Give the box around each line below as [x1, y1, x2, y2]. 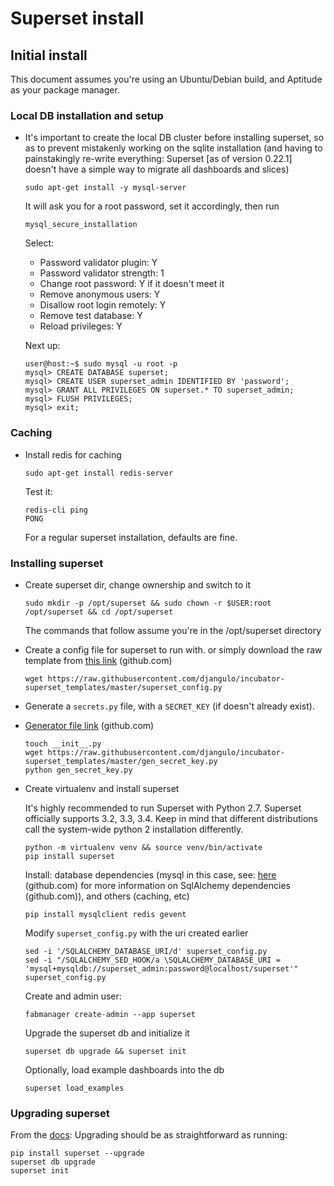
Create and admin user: [24, 990, 122, 1002]
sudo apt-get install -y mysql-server [24, 183, 187, 193]
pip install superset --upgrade [10, 1148, 145, 1159]
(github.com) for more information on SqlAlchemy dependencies [24, 879, 291, 891]
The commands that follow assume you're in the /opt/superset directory [24, 624, 322, 636]
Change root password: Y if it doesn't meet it [39, 278, 225, 290]
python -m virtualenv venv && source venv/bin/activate [24, 842, 263, 852]
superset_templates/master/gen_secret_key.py [24, 756, 218, 766]
